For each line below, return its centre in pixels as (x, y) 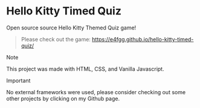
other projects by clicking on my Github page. (63, 98)
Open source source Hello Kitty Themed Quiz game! (71, 28)
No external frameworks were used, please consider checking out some (96, 92)
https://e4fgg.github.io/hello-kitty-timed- (143, 39)
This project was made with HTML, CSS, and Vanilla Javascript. (85, 69)
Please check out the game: (56, 39)
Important (18, 80)
